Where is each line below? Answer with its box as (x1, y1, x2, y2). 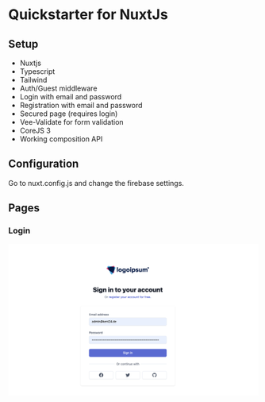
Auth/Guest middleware (19, 83, 98, 93)
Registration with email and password (19, 101, 143, 110)
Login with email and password (19, 92, 122, 101)
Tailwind (19, 75, 48, 84)
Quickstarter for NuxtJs (8, 6, 168, 24)
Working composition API (19, 134, 103, 144)
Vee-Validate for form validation (19, 118, 125, 126)
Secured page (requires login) (19, 109, 118, 118)
